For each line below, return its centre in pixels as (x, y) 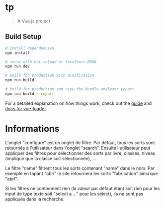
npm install (17, 53)
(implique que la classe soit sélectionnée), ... (51, 158)
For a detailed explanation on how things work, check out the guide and (79, 103)
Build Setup (23, 37)
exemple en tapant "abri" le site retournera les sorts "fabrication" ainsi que (82, 173)
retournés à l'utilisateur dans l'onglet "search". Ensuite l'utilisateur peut (78, 148)
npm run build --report (30, 94)
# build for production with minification (50, 76)
